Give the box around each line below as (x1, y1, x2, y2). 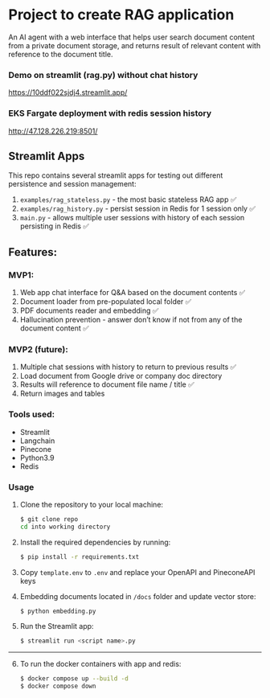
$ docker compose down (19, 682, 96, 691)
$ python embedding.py (19, 607, 96, 615)
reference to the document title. (8, 49, 114, 59)
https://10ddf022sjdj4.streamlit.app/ (8, 88, 128, 97)
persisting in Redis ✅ (19, 221, 90, 231)
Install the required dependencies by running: (19, 537, 171, 547)
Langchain (19, 436, 55, 445)
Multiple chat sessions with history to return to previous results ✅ (19, 362, 237, 372)
